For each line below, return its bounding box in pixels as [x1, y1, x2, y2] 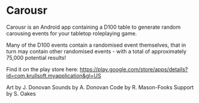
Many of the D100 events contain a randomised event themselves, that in [6, 41, 186, 49]
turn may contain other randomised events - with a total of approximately [6, 47, 187, 54]
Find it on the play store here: [6, 65, 79, 72]
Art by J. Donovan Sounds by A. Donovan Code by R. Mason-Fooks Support [6, 83, 194, 90]
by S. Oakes [6, 90, 36, 97]
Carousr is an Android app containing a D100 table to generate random [6, 23, 181, 31]
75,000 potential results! [6, 54, 67, 61]
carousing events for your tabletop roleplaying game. [6, 29, 137, 37]
